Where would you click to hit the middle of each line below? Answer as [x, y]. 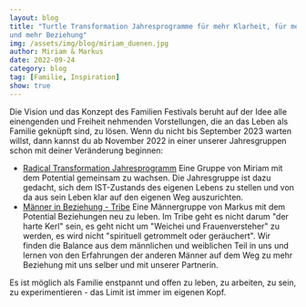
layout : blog [34, 18]
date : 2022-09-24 [42, 60]
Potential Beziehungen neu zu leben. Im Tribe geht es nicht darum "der [156, 216]
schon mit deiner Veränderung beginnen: [87, 150]
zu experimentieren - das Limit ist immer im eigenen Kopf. [118, 292]
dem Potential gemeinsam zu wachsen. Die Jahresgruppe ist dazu [147, 178]
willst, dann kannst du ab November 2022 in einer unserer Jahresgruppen [148, 140]
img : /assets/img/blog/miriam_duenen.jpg [89, 43]
